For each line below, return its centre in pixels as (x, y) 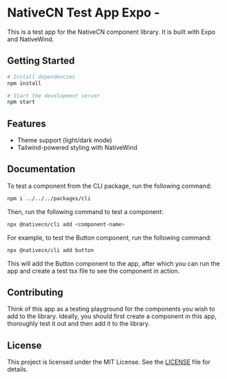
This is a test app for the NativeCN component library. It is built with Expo (111, 32)
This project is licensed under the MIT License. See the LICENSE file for (109, 362)
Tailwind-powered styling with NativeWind (77, 148)
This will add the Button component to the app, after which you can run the (114, 263)
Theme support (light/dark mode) (65, 140)
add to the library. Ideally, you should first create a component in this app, (112, 316)
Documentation (41, 169)
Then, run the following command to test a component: (85, 211)
